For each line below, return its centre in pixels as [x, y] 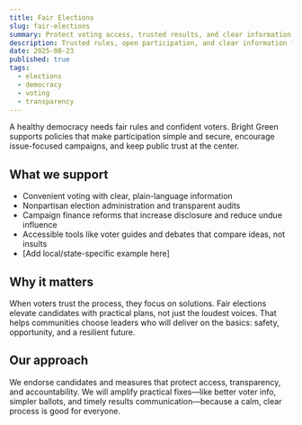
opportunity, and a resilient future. [72, 332]
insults [35, 244]
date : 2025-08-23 [42, 51]
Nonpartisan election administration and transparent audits [131, 206]
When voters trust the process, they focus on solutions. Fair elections [138, 303]
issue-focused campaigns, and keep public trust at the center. [124, 146]
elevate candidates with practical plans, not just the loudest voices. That [143, 313]
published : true [40, 59]
